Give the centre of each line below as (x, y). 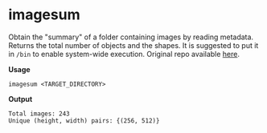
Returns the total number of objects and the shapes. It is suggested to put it (133, 45)
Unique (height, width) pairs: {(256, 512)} (84, 121)
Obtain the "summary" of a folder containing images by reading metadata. (131, 37)
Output (21, 99)
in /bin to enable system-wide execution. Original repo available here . (124, 54)
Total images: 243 (39, 114)
